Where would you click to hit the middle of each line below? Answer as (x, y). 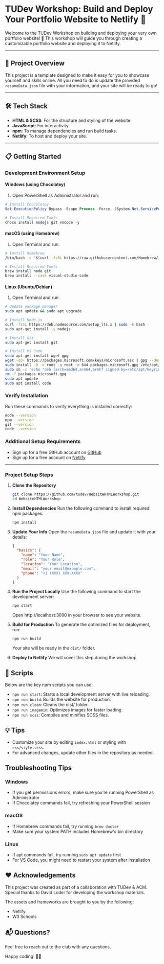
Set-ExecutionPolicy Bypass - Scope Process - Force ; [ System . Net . (73, 209)
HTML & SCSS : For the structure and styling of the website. (72, 120)
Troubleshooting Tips (39, 768)
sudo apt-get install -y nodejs (38, 329)
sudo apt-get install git (31, 343)
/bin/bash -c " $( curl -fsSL (34, 258)
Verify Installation (27, 396)
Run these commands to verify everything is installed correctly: (69, 406)
